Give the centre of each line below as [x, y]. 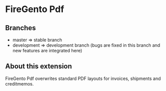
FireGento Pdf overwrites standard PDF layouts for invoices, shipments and [83, 78]
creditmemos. [20, 83]
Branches [21, 28]
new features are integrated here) [47, 51]
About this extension [38, 66]
